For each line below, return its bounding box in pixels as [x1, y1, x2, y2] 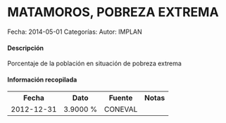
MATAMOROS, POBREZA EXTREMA [7, 4, 220, 20]
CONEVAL [103, 105, 138, 115]
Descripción [7, 44, 44, 52]
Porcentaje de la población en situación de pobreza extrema [7, 59, 182, 67]
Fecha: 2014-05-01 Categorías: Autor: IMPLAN [7, 27, 142, 36]
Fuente [108, 93, 133, 103]
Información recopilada [7, 75, 77, 84]
